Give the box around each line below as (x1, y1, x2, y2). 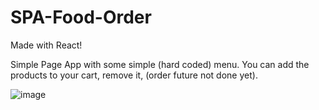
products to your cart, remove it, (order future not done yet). (10, 69, 258, 81)
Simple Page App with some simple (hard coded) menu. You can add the (10, 58, 310, 70)
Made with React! (10, 39, 83, 51)
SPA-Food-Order (10, 6, 152, 29)
